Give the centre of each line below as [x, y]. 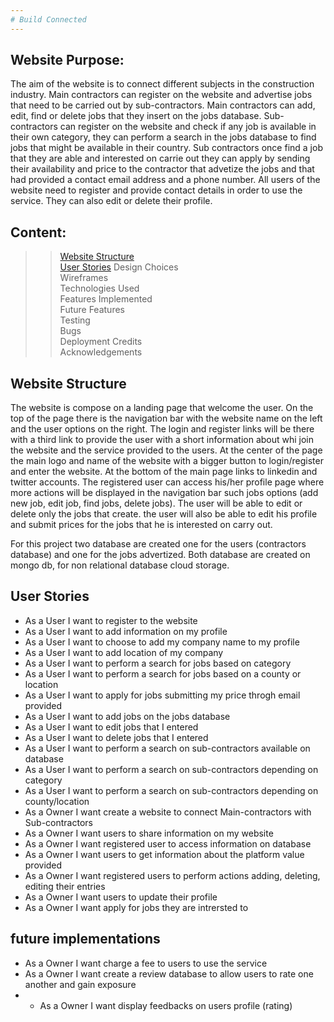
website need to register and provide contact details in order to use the [156, 190]
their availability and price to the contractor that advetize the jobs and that [162, 169]
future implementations [85, 939]
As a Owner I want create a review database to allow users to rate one [169, 973]
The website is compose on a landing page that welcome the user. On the [162, 408]
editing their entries [65, 886]
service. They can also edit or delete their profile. [111, 201]
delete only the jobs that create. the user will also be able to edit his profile [164, 514]
